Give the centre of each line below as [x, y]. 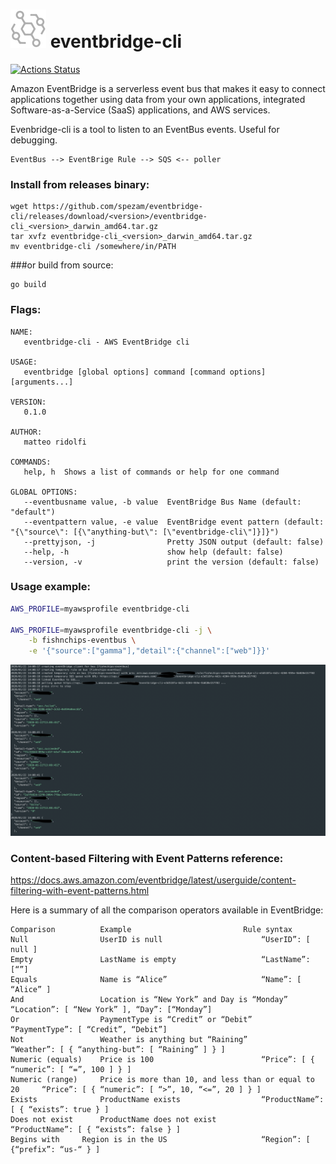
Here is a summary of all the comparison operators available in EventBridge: [167, 910]
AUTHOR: [26, 432]
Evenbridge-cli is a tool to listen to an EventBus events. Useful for [145, 129]
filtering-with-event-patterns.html [80, 891]
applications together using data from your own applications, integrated [158, 99]
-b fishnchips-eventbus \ [82, 640]
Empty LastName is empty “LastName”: [160, 960]
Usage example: [50, 587]
